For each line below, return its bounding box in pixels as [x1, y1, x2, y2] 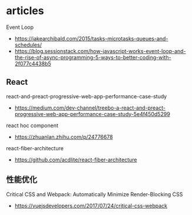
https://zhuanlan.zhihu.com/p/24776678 [14, 133, 113, 140]
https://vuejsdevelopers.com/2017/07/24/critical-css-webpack [14, 202, 168, 209]
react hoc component [6, 122, 59, 129]
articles [6, 4, 44, 18]
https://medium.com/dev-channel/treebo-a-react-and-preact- [14, 104, 166, 111]
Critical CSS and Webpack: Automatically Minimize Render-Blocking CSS [6, 190, 183, 198]
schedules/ [14, 41, 42, 48]
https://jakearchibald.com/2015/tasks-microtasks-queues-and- [14, 35, 168, 42]
